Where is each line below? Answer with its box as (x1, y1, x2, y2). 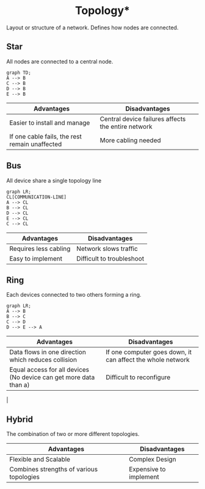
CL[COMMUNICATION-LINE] (6, 194, 67, 200)
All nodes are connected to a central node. (6, 57, 113, 65)
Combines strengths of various (9, 465, 98, 474)
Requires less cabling (9, 244, 71, 253)
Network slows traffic (76, 244, 138, 253)
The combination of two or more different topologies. (6, 430, 140, 438)
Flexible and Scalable (9, 455, 71, 464)
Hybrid (6, 414, 34, 424)
